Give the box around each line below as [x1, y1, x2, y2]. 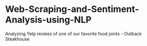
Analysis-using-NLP [5, 14, 91, 25]
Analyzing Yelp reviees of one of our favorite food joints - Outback [5, 30, 142, 36]
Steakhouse [5, 36, 30, 42]
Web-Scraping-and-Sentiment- [5, 3, 139, 15]
